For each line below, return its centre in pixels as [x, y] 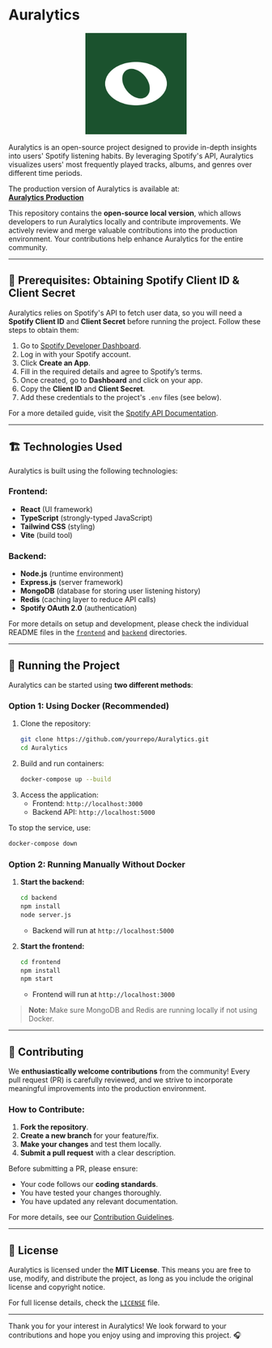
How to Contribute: [47, 1110]
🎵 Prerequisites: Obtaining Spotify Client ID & [124, 281]
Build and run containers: [62, 764]
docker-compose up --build [66, 779]
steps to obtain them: [44, 330]
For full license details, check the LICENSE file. [84, 1303]
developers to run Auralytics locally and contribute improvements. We [125, 221]
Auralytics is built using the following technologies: [93, 471]
